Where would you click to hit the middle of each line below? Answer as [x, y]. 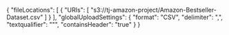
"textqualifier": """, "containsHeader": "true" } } [73, 24]
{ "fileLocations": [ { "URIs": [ [48, 10]
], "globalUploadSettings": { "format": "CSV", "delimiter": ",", [138, 17]
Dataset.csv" [25, 17]
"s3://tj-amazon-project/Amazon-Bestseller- [153, 10]
